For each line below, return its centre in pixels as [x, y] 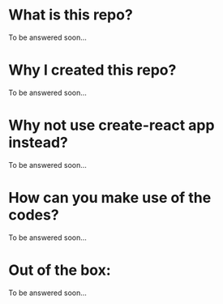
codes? [34, 215]
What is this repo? [71, 15]
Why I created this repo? [92, 70]
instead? [39, 143]
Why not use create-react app [111, 125]
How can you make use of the [110, 198]
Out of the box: [60, 270]
